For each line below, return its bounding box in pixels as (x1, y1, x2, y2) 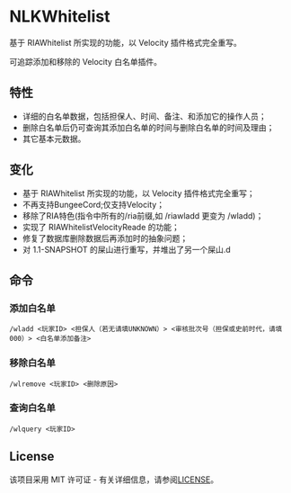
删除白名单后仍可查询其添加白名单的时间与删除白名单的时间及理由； (22, 121, 275, 132)
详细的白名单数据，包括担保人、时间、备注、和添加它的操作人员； (22, 111, 267, 121)
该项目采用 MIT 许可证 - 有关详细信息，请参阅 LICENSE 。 (9, 474, 218, 485)
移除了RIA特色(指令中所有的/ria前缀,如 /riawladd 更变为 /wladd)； (22, 210, 264, 221)
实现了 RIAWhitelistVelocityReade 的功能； (22, 221, 180, 232)
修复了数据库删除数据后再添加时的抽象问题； (22, 232, 189, 244)
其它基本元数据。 (22, 133, 86, 144)
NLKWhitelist (9, 6, 110, 27)
